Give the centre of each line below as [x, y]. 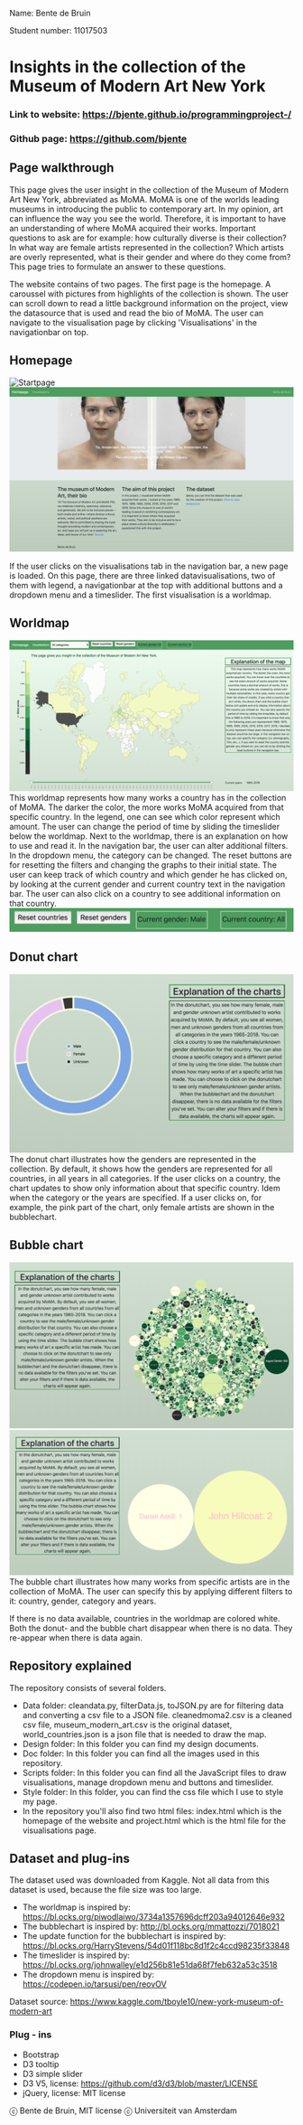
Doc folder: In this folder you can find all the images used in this [141, 1754]
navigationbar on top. [49, 332]
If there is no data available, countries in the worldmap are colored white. [145, 1618]
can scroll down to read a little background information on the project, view [149, 303]
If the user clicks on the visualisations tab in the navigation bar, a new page [149, 566]
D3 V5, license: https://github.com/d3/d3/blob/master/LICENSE [140, 2083]
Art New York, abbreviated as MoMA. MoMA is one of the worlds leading [144, 199]
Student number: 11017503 [59, 30]
